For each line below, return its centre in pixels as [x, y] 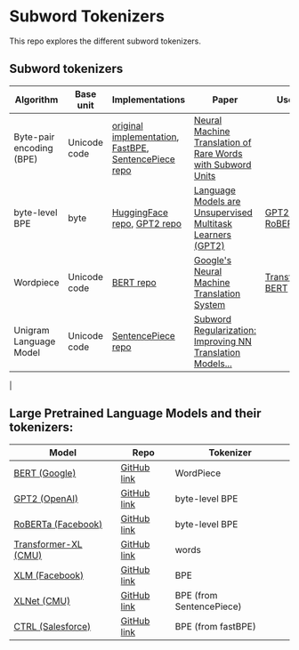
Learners [213, 235]
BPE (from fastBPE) [215, 626]
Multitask [213, 223]
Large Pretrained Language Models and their [135, 414]
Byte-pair [34, 137]
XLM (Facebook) [49, 575]
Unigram [32, 330]
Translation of [222, 142]
